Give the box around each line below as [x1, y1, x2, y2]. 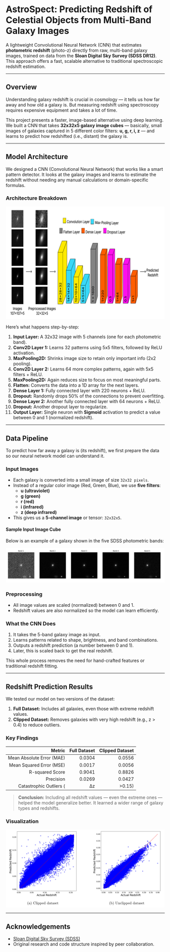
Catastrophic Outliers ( [18, 783, 65, 789]
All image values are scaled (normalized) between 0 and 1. [13, 602, 135, 608]
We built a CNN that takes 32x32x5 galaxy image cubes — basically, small [6, 122, 162, 128]
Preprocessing [6, 591, 42, 598]
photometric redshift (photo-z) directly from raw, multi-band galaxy [6, 47, 148, 53]
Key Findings [6, 735, 38, 742]
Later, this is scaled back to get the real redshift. [13, 648, 114, 654]
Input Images [6, 465, 39, 472]
